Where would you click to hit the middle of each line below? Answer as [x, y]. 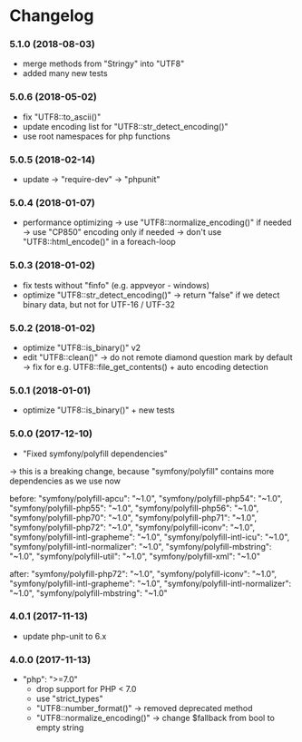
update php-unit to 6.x [64, 636]
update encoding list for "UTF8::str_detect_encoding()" [125, 126]
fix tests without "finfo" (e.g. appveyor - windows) [116, 285]
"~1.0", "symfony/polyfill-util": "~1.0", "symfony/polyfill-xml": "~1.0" [135, 556]
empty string [60, 727]
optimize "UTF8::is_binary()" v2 [82, 347]
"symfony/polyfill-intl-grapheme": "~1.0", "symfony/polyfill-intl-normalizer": [151, 583]
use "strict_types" [69, 698]
